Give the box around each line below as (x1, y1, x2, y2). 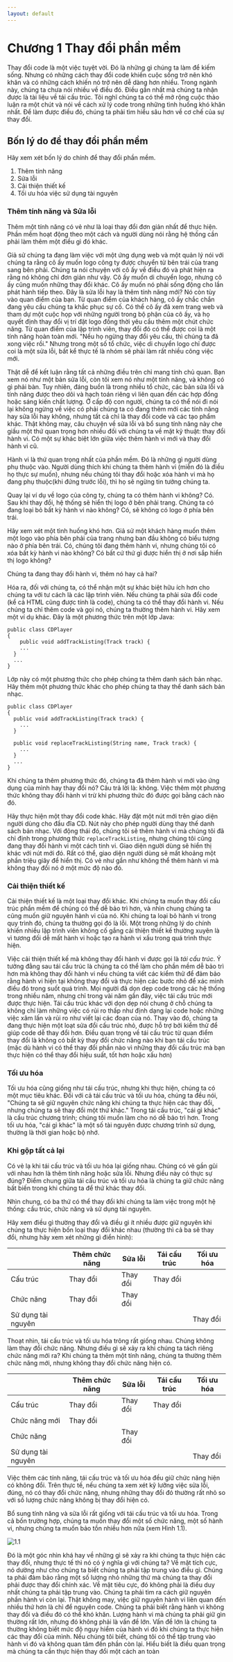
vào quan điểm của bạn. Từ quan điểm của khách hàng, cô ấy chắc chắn (7, 295, 215, 303)
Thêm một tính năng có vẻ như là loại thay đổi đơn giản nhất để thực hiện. (7, 222, 218, 230)
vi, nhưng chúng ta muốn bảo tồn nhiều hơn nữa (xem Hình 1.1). (7, 1523, 187, 1532)
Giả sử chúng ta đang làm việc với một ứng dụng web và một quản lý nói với (7, 251, 224, 259)
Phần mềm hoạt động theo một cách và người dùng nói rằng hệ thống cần (7, 230, 218, 238)
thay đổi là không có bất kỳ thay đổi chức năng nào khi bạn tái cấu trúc (7, 1036, 210, 1044)
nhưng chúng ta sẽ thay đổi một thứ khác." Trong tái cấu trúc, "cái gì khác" (7, 1106, 221, 1114)
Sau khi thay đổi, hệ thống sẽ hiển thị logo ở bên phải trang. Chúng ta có (7, 498, 214, 507)
